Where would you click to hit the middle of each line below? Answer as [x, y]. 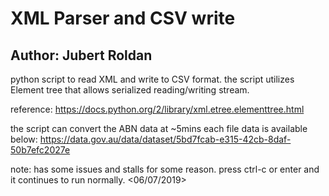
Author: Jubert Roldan [81, 55]
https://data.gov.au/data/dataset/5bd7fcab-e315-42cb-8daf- [165, 139]
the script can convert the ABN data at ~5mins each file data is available [159, 128]
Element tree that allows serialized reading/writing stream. [130, 90]
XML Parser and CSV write [123, 18]
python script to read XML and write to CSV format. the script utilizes [152, 79]
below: [24, 139]
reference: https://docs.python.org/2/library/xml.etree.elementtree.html [157, 109]
